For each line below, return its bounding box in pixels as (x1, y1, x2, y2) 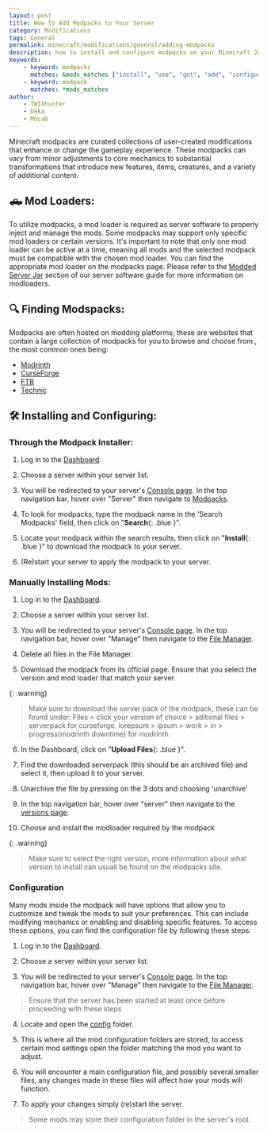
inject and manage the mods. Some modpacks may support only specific (9, 228, 248, 237)
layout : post (9, 11, 52, 20)
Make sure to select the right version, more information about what (28, 854, 247, 864)
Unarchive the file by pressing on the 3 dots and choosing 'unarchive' (20, 784, 248, 794)
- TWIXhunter (23, 100, 67, 108)
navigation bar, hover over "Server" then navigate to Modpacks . (20, 494, 229, 504)
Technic (20, 385, 47, 395)
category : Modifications (9, 26, 91, 34)
